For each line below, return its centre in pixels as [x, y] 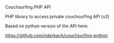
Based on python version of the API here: [47, 26]
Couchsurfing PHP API [28, 7]
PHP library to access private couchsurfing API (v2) [57, 16]
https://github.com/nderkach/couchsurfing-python [57, 35]
